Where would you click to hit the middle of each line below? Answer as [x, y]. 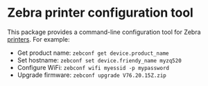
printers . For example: [38, 39]
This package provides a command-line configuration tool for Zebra [104, 32]
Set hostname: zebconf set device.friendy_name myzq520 [99, 60]
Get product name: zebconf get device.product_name [93, 53]
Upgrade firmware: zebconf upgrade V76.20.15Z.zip [92, 75]
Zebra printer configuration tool [101, 13]
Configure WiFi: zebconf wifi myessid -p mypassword [93, 67]
